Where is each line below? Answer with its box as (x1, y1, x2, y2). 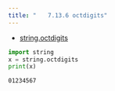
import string (8, 48, 55, 56)
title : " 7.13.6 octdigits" (8, 11, 108, 20)
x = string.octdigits (8, 56, 79, 64)
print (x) (8, 63, 37, 71)
